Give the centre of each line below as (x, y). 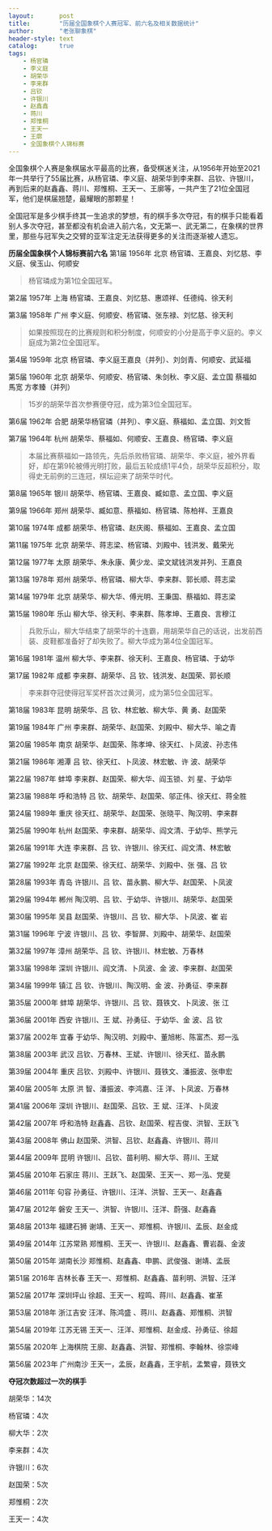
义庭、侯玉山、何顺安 (44, 263)
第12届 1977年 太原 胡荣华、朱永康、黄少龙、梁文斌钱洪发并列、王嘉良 (125, 562)
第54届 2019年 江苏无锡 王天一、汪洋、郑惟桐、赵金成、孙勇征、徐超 (123, 1329)
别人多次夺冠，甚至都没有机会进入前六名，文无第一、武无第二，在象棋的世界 (136, 226)
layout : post (41, 16)
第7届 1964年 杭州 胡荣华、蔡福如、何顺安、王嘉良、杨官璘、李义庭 (121, 438)
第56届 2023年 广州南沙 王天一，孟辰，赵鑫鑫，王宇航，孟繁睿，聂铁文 (127, 1364)
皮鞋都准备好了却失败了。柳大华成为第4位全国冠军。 (130, 641)
